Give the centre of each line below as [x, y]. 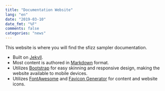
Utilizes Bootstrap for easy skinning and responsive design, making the [86, 68]
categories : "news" [26, 33]
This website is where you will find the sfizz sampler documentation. [76, 48]
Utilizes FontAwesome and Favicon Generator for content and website [85, 79]
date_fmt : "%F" [21, 24]
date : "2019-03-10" [26, 19]
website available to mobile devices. [50, 73]
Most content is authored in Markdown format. [61, 63]
